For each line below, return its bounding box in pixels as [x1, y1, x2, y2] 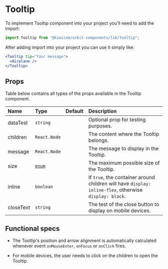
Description [88, 108, 117, 115]
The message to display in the [88, 145, 159, 152]
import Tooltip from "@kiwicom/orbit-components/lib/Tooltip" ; [5, 35, 140, 40]
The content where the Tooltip [88, 130, 159, 138]
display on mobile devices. [88, 207, 151, 214]
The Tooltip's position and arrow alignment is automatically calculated [12, 237, 156, 244]
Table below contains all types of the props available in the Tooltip [5, 90, 141, 96]
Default [65, 108, 84, 115]
